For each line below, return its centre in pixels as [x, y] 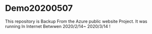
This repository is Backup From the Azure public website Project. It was [76, 21]
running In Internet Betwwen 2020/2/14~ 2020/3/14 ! [58, 26]
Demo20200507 [39, 8]
